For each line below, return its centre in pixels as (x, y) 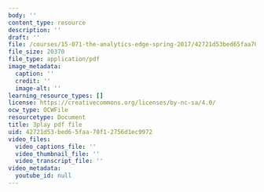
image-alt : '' (38, 88)
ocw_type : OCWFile (38, 110)
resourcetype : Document (47, 118)
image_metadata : (35, 67)
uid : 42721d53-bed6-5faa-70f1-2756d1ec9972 (81, 132)
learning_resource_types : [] (56, 96)
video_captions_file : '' (56, 147)
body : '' (22, 15)
